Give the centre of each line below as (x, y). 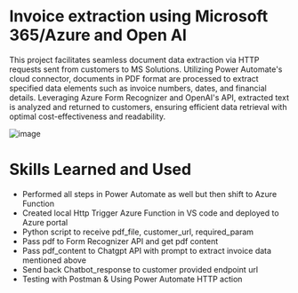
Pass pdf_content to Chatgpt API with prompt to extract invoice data (147, 250)
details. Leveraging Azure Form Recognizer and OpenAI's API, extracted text (149, 97)
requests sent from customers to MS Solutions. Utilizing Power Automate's (146, 69)
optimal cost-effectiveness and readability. (88, 116)
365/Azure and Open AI (98, 35)
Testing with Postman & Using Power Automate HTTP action (132, 279)
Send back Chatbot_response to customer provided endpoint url (140, 269)
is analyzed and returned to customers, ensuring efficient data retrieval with (148, 107)
